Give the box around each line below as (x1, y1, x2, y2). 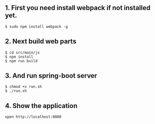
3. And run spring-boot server (5, 72, 98, 80)
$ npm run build (5, 58, 38, 63)
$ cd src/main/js (5, 50, 40, 55)
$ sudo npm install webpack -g (5, 24, 68, 29)
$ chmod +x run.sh (5, 84, 42, 89)
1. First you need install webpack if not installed (5, 4, 151, 12)
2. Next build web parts (5, 37, 76, 45)
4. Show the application (5, 101, 78, 110)
